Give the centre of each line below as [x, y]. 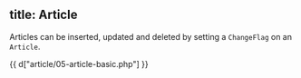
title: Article [44, 15]
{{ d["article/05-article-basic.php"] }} [79, 63]
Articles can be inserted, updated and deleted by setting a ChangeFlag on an [151, 36]
